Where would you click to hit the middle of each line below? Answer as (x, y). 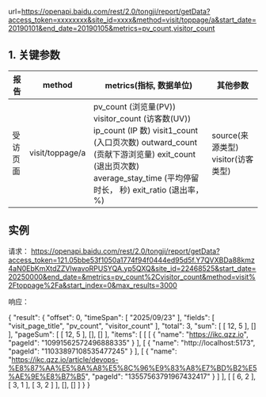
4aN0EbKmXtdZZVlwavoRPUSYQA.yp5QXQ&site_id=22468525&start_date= (132, 268)
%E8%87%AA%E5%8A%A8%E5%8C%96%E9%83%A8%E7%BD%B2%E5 (133, 368)
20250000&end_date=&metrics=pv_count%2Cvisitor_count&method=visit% (132, 277)
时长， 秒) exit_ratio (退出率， (149, 189)
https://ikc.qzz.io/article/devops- (65, 359)
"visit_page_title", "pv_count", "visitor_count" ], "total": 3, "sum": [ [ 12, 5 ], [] (132, 326)
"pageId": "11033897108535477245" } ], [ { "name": (93, 351)
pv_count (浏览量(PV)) (135, 106)
